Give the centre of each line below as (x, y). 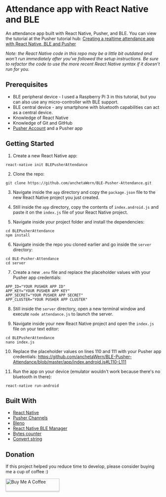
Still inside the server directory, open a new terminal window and (79, 309)
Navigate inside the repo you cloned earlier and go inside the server (82, 244)
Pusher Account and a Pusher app (48, 128)
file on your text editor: (36, 329)
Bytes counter (27, 434)
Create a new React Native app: (45, 156)
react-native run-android (32, 386)
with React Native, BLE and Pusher (41, 44)
